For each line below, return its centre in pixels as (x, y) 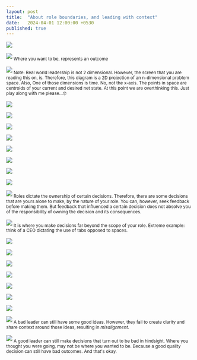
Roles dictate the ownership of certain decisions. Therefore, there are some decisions (101, 196)
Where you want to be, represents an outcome (61, 59)
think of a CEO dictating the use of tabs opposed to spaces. (67, 230)
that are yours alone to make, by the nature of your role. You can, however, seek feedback (98, 201)
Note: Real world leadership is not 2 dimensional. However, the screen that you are (98, 72)
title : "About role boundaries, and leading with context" (82, 17)
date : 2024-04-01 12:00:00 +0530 (50, 23)
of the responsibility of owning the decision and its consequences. (74, 211)
